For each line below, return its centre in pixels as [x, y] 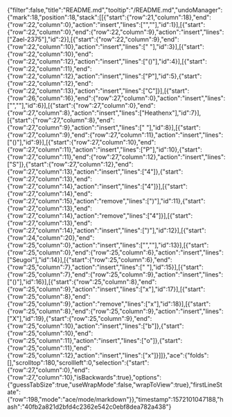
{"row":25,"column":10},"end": [50, 333]
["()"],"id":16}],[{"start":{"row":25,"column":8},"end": [82, 282]
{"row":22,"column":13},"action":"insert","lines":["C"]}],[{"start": [98, 91]
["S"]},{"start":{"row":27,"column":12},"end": [70, 164]
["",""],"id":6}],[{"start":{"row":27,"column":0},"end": [81, 105]
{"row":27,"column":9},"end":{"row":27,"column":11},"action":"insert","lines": [115, 135]
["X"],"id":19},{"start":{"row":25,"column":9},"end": [80, 318]
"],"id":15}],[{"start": [175, 267]
